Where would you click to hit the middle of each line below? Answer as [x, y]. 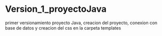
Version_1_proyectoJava [56, 9]
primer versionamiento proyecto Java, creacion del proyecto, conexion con [81, 23]
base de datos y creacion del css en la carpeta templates [63, 28]
